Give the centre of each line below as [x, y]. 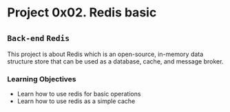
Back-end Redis [39, 38]
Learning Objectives [42, 79]
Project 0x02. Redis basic [82, 13]
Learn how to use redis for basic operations [79, 94]
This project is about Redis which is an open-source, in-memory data [105, 54]
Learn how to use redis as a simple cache [76, 101]
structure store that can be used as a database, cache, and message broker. [115, 61]
